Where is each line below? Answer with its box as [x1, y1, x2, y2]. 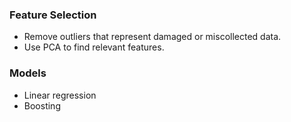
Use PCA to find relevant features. [23, 41, 165, 53]
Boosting [23, 99, 61, 112]
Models [9, 66, 47, 80]
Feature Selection [9, 8, 97, 22]
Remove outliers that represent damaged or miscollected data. [23, 31, 282, 43]
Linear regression [23, 89, 97, 101]
